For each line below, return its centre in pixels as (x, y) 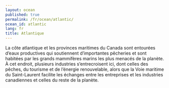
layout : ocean (20, 10)
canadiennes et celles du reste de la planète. (52, 80)
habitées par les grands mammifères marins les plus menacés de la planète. (85, 58)
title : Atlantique (25, 33)
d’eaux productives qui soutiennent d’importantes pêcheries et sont (76, 53)
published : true (22, 15)
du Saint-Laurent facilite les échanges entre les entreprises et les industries (84, 75)
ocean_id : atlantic (26, 24)
